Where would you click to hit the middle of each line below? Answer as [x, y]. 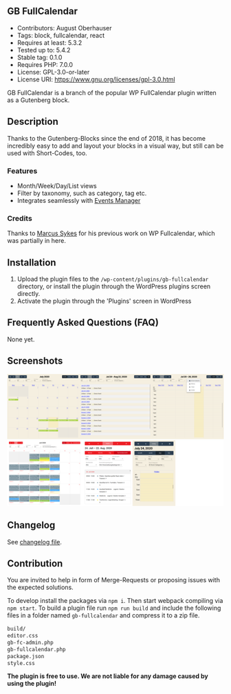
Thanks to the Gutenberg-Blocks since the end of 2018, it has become [107, 138]
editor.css [23, 636]
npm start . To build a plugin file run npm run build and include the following [114, 608]
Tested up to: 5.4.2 [44, 50]
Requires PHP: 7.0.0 [45, 64]
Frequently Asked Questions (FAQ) [83, 323]
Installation [32, 262]
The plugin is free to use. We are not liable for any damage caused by [108, 676]
